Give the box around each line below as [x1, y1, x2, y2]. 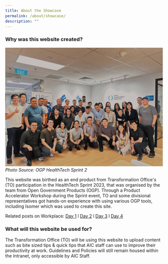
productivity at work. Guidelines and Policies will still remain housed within [5, 247, 158, 253]
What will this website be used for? [5, 225, 92, 232]
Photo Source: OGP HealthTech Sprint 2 [5, 167, 87, 173]
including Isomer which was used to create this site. [5, 203, 112, 209]
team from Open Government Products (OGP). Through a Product [5, 187, 140, 193]
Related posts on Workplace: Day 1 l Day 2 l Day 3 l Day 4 [5, 213, 123, 219]
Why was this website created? [5, 36, 83, 43]
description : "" [5, 19, 39, 24]
